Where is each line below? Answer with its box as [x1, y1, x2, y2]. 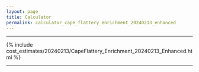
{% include [6, 41, 33, 48]
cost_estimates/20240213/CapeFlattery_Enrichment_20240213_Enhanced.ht [6, 48, 193, 55]
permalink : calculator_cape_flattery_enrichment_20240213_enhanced [6, 19, 176, 25]
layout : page [6, 8, 38, 15]
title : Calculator [6, 14, 52, 20]
